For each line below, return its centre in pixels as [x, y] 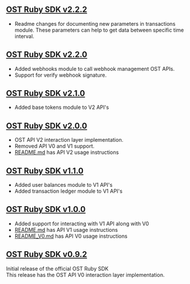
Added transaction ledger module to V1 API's [68, 191]
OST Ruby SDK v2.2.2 [47, 10]
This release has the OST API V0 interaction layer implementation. [85, 275]
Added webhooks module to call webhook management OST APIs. [95, 69]
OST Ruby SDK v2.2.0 [47, 55]
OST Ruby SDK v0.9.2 [47, 254]
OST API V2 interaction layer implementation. [69, 140]
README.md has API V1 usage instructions [66, 230]
